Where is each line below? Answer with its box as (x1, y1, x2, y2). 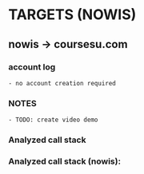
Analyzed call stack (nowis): (8, 156, 122, 167)
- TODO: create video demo (8, 116, 98, 125)
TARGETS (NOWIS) (8, 6, 137, 24)
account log (8, 61, 56, 73)
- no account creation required (8, 79, 116, 87)
